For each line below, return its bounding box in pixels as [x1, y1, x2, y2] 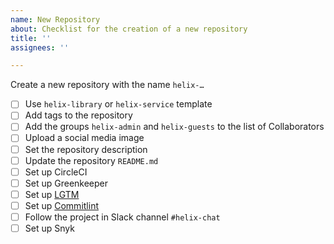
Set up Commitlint [24, 199, 99, 211]
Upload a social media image [24, 132, 145, 144]
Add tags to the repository [24, 109, 133, 121]
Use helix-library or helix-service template [24, 98, 213, 110]
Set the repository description [24, 143, 148, 155]
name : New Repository [10, 14, 101, 25]
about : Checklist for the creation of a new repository [10, 24, 248, 34]
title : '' [10, 33, 52, 43]
